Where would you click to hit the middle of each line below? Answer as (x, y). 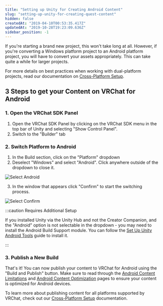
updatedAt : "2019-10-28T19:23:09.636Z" (45, 28)
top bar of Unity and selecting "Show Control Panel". (65, 129)
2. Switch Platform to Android (41, 147)
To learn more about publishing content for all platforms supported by (75, 293)
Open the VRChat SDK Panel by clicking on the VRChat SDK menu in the (84, 124)
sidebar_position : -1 (27, 32)
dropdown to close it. (33, 167)
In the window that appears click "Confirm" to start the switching (77, 186)
